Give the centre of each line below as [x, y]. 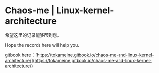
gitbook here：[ [21, 55]
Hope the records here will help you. [42, 45]
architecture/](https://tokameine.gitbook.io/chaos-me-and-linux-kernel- [78, 60]
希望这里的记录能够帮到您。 [33, 35]
